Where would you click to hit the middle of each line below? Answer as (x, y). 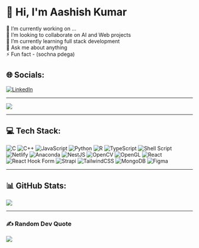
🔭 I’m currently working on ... (41, 28)
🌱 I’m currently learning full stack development (63, 41)
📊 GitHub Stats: (36, 185)
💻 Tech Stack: (33, 131)
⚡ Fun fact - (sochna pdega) (41, 54)
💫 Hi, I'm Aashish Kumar (67, 12)
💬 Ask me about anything (37, 47)
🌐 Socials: (25, 75)
